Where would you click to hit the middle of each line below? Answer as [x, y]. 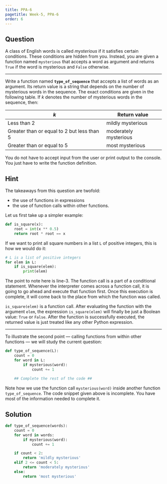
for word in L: [30, 360]
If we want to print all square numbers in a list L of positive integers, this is [81, 243]
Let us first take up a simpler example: [44, 215]
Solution [18, 414]
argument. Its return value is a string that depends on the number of [75, 87]
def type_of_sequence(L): [32, 351]
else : [20, 472]
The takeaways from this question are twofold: [53, 191]
